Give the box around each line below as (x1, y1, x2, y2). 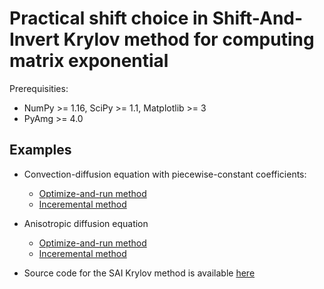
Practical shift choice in (9, 7, 209, 30)
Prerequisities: (9, 82, 69, 94)
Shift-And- (212, 7, 304, 30)
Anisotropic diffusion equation (23, 217, 149, 229)
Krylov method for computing (63, 28, 315, 51)
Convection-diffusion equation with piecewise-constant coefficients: (23, 168, 307, 180)
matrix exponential (9, 50, 169, 72)
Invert (9, 28, 60, 51)
